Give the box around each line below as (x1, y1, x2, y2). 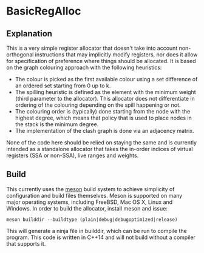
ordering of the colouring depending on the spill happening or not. (15, 101, 181, 109)
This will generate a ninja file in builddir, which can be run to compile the (6, 227, 187, 234)
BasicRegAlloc (6, 4, 81, 18)
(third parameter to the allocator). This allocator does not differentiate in (15, 95, 195, 102)
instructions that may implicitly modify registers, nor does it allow (35, 51, 198, 58)
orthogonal (6, 51, 34, 58)
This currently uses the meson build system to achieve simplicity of (6, 185, 175, 192)
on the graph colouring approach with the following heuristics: (6, 64, 162, 71)
